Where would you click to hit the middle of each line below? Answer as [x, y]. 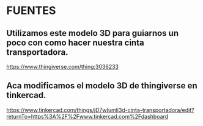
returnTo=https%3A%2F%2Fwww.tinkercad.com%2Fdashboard [87, 116]
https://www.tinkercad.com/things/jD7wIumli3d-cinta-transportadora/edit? [100, 110]
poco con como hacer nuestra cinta [76, 42]
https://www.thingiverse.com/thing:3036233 [63, 67]
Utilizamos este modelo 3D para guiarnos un [93, 33]
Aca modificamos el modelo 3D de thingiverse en [102, 86]
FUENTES [31, 11]
